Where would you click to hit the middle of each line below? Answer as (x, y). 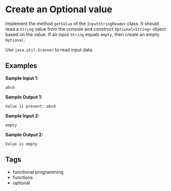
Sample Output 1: (24, 97)
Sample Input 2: (22, 115)
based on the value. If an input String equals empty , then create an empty (82, 34)
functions (23, 177)
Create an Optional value (59, 9)
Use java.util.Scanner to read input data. (50, 50)
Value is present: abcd (31, 106)
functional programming (38, 172)
